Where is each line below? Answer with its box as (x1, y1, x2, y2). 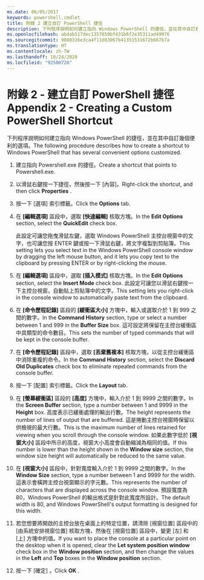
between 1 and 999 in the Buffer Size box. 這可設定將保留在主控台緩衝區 (15, 322, 197, 329)
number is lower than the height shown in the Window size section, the (15, 446, 194, 453)
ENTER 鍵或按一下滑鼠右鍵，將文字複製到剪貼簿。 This (54, 240, 190, 247)
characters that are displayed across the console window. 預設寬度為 (15, 486, 188, 494)
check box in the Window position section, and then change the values (15, 548, 194, 555)
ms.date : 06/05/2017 (7, 8, 59, 15)
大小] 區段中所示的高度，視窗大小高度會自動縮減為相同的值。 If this (21, 439, 187, 446)
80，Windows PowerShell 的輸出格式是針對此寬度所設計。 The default (15, 494, 190, 501)
